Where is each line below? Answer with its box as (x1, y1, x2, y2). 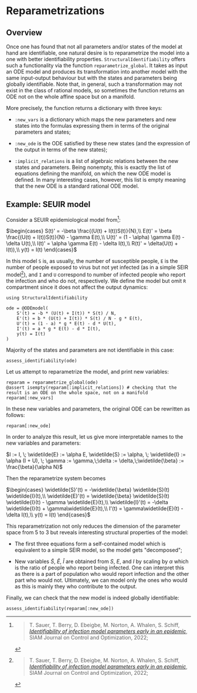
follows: (6, 412, 25, 419)
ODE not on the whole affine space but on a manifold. (6, 93, 135, 100)
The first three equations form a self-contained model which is (14, 540, 166, 548)
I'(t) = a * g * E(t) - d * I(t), (16, 326, 101, 332)
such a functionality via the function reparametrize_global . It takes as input (6, 62, 188, 69)
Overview (6, 28, 43, 38)
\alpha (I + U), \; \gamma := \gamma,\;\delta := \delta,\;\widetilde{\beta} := (6, 457, 185, 464)
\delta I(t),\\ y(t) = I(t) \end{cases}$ (6, 511, 91, 518)
